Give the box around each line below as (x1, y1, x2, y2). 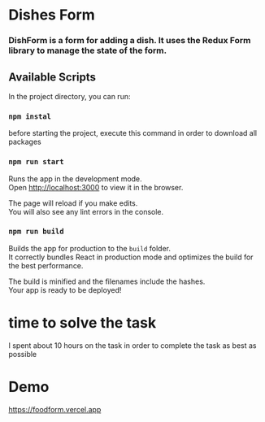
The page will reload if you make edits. (8, 198, 138, 208)
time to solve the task (8, 314, 157, 332)
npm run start (8, 157, 64, 167)
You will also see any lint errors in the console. (8, 207, 164, 216)
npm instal (8, 111, 51, 121)
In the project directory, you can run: (8, 91, 131, 101)
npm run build (8, 227, 64, 237)
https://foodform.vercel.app (8, 404, 102, 414)
